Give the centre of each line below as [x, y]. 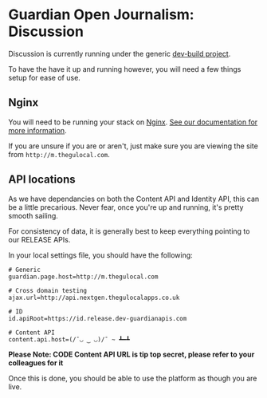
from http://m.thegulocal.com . [59, 154]
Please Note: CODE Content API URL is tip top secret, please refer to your [132, 354]
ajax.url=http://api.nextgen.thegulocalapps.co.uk [94, 298]
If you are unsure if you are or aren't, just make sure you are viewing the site [133, 146]
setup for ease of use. [45, 77]
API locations [42, 180]
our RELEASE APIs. [39, 239]
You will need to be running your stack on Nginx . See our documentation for [133, 122]
